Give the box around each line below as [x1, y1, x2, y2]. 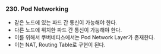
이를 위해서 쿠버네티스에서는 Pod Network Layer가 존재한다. [14, 34, 155, 41]
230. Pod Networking [5, 5, 69, 13]
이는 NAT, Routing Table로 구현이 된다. [14, 41, 106, 49]
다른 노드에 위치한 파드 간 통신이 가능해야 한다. [14, 26, 122, 34]
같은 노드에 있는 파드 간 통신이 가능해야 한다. [14, 19, 118, 26]
